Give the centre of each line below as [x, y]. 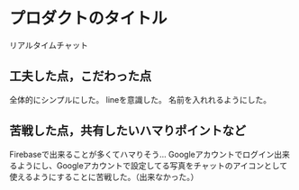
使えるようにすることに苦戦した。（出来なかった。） [104, 176]
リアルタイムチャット [49, 45]
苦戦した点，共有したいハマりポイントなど [127, 131]
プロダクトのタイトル [89, 18]
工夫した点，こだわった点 [80, 76]
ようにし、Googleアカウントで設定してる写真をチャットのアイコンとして [152, 165]
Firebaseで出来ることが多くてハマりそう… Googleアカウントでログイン [142, 154]
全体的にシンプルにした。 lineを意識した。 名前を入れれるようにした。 [140, 99]
